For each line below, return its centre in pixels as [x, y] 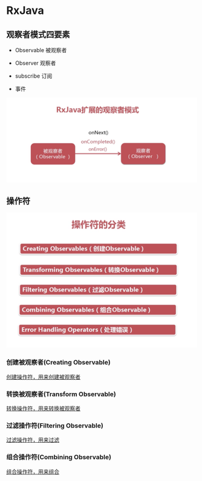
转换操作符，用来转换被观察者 [43, 409]
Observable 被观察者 [41, 50]
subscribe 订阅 [34, 76]
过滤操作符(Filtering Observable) [55, 425]
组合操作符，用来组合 [33, 471]
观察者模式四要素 [38, 34]
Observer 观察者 [35, 63]
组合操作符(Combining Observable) [59, 457]
